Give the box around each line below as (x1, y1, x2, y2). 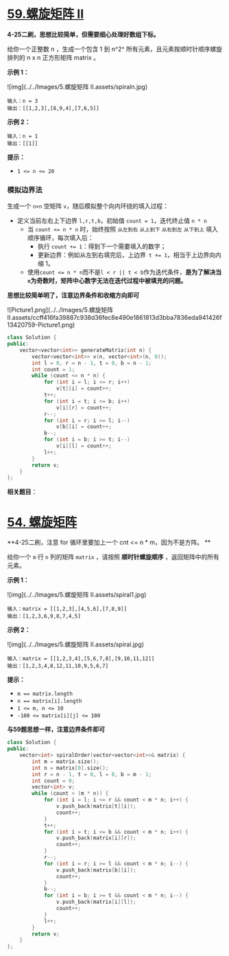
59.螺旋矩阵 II (7, 6, 84, 22)
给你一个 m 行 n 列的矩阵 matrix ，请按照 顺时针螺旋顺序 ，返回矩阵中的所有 (7, 553, 219, 561)
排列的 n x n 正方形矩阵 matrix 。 (7, 53, 99, 62)
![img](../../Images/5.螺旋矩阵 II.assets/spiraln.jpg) (7, 82, 148, 91)
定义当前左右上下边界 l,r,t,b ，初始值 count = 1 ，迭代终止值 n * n (16, 217, 207, 225)
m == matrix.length (16, 690, 73, 697)
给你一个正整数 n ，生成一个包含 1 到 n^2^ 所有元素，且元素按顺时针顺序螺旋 (7, 45, 223, 53)
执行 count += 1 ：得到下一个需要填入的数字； (37, 242, 167, 250)
